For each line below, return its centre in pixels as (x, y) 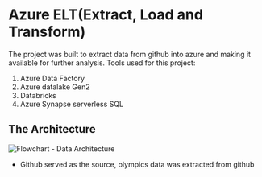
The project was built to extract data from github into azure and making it (130, 54)
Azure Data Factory (52, 78)
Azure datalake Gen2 (55, 87)
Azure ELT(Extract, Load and (106, 15)
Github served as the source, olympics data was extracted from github (137, 164)
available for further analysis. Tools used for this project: (102, 63)
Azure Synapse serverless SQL (71, 104)
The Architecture (52, 129)
